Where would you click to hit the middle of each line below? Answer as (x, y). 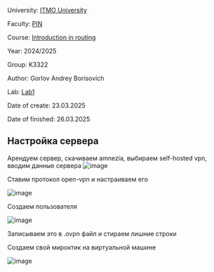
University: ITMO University (47, 10)
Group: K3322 (28, 65)
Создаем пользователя (42, 206)
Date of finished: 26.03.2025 (49, 119)
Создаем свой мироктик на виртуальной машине (82, 247)
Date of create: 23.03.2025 (46, 105)
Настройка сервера (53, 141)
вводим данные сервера (45, 165)
